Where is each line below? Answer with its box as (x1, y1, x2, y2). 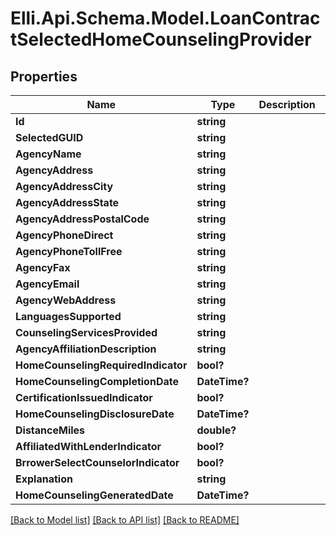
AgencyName (15, 147, 82, 161)
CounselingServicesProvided (15, 326, 158, 339)
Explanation (15, 472, 73, 486)
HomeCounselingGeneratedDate (15, 488, 174, 502)
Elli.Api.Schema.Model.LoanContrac (10, 7, 321, 30)
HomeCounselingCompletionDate (15, 375, 179, 388)
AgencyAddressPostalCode (15, 212, 150, 226)
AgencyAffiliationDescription (15, 342, 157, 356)
